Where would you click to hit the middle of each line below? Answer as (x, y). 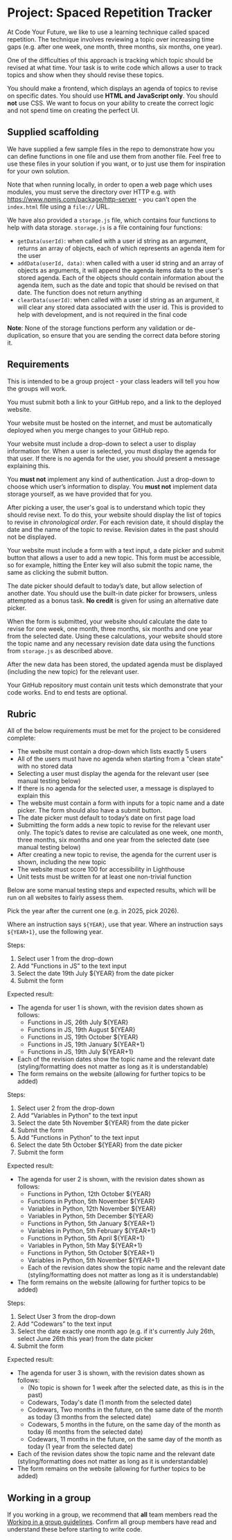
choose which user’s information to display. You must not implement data (112, 486)
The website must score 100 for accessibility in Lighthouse (101, 870)
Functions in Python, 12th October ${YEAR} (89, 1194)
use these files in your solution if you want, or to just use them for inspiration (116, 164)
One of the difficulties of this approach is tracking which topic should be (110, 60)
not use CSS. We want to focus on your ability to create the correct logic (111, 103)
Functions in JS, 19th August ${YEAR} (82, 1030)
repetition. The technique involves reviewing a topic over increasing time (111, 39)
